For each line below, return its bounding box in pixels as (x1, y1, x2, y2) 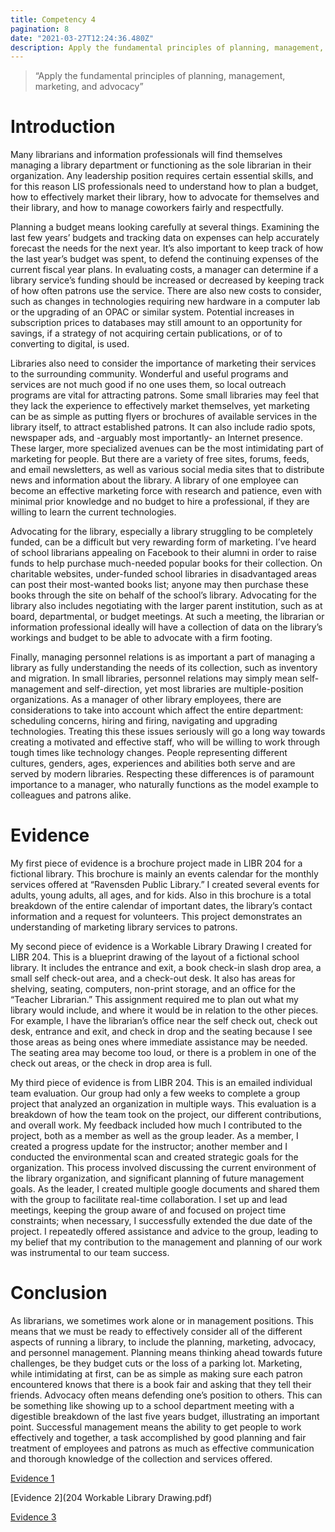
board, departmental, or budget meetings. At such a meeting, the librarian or (10, 611, 325, 623)
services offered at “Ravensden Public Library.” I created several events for (10, 879, 320, 891)
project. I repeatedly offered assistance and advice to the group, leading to (10, 1226, 319, 1238)
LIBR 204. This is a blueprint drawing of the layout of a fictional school (10, 951, 300, 963)
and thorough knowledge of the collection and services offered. (10, 1453, 273, 1465)
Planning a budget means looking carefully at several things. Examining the (10, 221, 320, 233)
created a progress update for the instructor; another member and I (10, 1141, 288, 1153)
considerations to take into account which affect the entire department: (10, 704, 304, 716)
